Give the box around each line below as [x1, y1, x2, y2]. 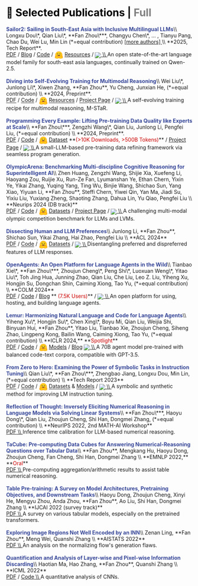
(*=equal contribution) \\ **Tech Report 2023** [6, 377, 124, 384]
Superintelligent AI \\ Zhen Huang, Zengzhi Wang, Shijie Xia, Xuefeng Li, [6, 170, 182, 176]
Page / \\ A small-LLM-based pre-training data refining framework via [6, 144, 183, 151]
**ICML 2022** [6, 567, 47, 574]
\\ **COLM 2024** [6, 286, 54, 293]
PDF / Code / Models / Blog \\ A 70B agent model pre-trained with [6, 343, 184, 351]
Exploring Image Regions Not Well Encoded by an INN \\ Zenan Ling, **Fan [6, 529, 191, 536]
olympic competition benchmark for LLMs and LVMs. [6, 215, 135, 222]
